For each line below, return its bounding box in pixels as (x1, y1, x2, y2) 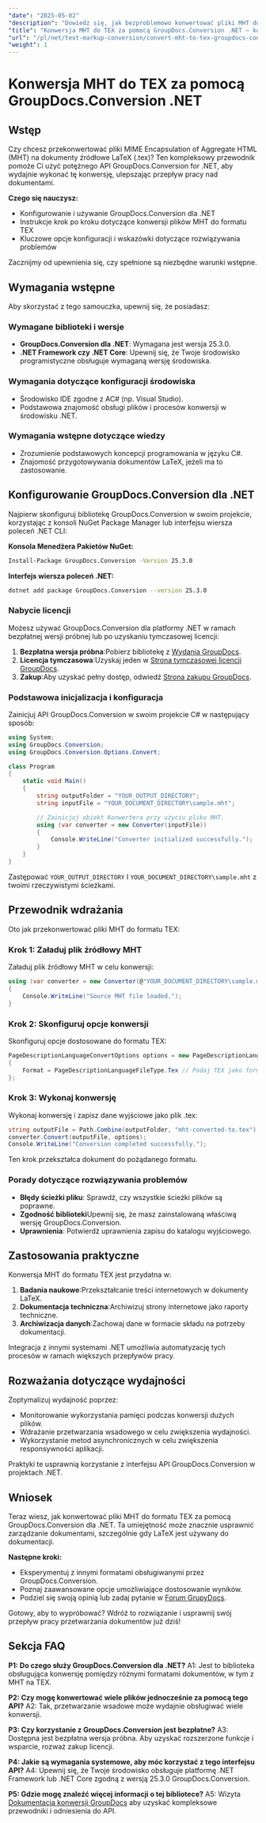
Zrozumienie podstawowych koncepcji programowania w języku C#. (19, 448, 243, 458)
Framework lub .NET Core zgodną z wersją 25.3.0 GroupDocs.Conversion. (8, 1774, 250, 1783)
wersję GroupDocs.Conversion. (19, 1217, 122, 1227)
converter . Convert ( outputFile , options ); (8, 1133, 147, 1141)
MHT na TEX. (8, 1677, 52, 1687)
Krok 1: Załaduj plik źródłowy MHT (8, 944, 142, 955)
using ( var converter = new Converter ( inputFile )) (36, 821, 207, 829)
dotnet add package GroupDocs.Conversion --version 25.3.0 (8, 587, 207, 594)
